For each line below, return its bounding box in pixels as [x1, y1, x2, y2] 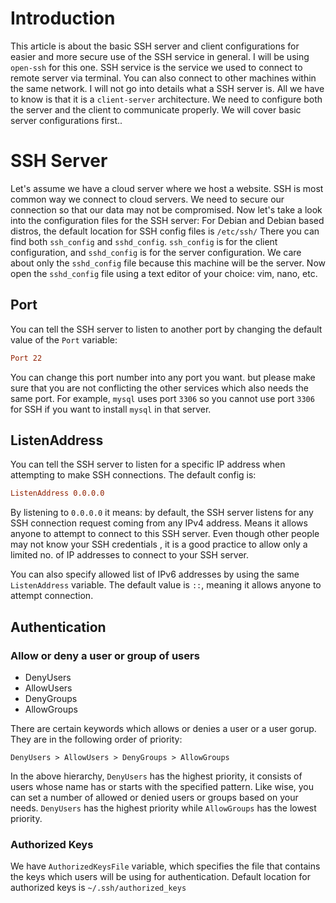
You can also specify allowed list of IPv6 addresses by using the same [10, 568, 300, 581]
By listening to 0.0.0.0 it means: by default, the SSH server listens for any [10, 507, 314, 519]
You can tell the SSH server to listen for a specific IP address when [10, 458, 286, 471]
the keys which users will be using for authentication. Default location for [10, 871, 311, 883]
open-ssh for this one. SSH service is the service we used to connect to [10, 61, 303, 73]
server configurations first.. [10, 114, 123, 126]
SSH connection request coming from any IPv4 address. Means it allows [10, 517, 308, 529]
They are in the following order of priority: [10, 733, 183, 745]
